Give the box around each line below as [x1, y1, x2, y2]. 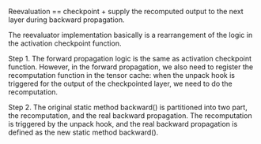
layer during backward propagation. [8, 15, 125, 24]
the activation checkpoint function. [8, 39, 122, 48]
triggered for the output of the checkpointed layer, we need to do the [8, 79, 233, 88]
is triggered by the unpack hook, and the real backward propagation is [8, 120, 238, 128]
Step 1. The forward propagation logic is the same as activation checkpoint [8, 54, 252, 63]
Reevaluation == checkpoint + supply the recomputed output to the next [8, 7, 244, 16]
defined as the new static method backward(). [8, 127, 159, 137]
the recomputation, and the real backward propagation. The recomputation [8, 111, 252, 120]
